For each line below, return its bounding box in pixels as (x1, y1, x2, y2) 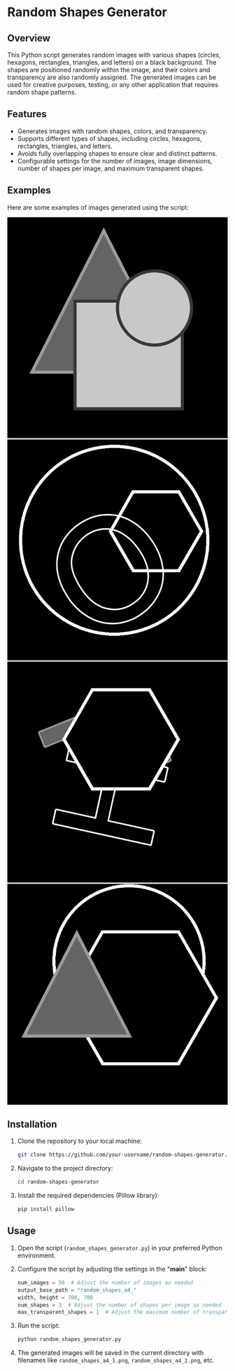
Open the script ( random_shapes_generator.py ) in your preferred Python (17, 1243, 222, 1252)
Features (7, 108, 47, 120)
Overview (7, 32, 51, 44)
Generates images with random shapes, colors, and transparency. (17, 127, 208, 135)
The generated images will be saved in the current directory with (17, 1349, 204, 1357)
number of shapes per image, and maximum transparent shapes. (17, 164, 204, 173)
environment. (17, 1251, 56, 1259)
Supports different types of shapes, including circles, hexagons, (17, 134, 203, 142)
